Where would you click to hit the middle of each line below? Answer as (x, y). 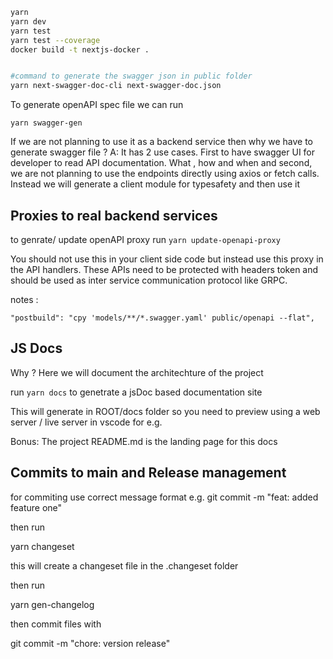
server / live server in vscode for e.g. (86, 422)
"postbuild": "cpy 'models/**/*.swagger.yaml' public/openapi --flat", (162, 318)
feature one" (36, 507)
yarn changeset (42, 546)
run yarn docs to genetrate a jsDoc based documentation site (136, 392)
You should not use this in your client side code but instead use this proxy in (167, 259)
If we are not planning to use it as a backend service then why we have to (161, 142)
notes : (24, 299)
